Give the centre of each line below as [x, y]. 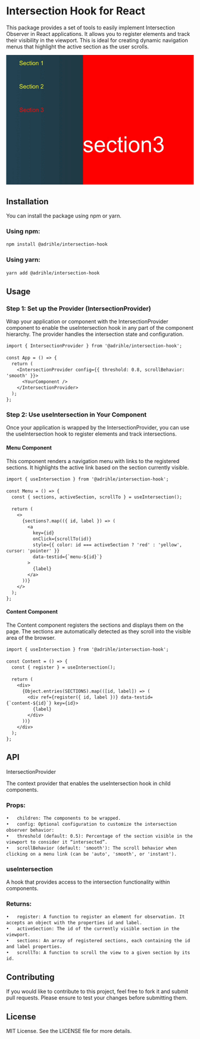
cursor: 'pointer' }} [33, 551]
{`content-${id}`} [29, 703]
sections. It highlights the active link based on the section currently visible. [98, 467]
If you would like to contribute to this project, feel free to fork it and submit [97, 992]
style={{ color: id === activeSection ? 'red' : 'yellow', [107, 545]
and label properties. [34, 947]
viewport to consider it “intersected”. [57, 842]
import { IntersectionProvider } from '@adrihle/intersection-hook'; [94, 346]
